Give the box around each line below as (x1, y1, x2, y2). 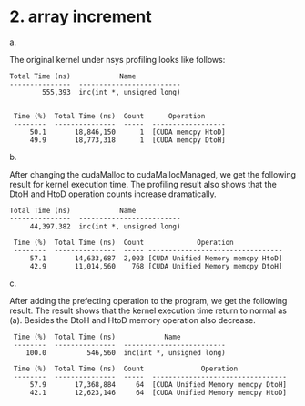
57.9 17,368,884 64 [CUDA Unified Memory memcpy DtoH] (29, 380, 287, 389)
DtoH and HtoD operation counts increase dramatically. (9, 188, 217, 199)
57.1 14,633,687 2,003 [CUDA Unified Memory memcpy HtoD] (29, 253, 283, 263)
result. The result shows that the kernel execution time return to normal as (9, 305, 287, 316)
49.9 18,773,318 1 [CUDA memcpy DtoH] (29, 135, 226, 145)
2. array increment (9, 6, 152, 27)
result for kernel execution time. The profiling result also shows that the (9, 178, 278, 189)
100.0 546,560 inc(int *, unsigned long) (25, 348, 226, 357)
